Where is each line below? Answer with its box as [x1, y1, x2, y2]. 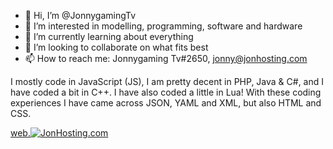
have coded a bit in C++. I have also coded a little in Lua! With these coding [10, 86, 322, 98]
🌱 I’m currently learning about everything [24, 31, 194, 42]
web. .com [10, 127, 109, 139]
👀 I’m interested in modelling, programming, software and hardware [24, 20, 303, 32]
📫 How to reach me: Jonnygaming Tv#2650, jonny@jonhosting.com [24, 53, 308, 64]
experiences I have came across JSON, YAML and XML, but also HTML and [10, 97, 322, 109]
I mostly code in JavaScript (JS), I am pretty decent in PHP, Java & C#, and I [10, 76, 325, 87]
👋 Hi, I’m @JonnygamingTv [24, 10, 137, 21]
